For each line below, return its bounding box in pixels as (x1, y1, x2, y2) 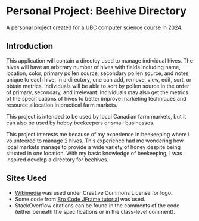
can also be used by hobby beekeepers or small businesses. (6, 119, 155, 126)
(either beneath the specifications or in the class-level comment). (14, 208, 176, 215)
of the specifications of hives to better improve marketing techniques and (6, 95, 186, 102)
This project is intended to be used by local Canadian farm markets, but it (6, 113, 186, 120)
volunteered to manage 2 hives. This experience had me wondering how (6, 137, 184, 144)
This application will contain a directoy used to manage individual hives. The (6, 57, 194, 64)
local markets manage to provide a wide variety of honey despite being (6, 143, 181, 150)
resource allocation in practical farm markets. (6, 101, 118, 108)
